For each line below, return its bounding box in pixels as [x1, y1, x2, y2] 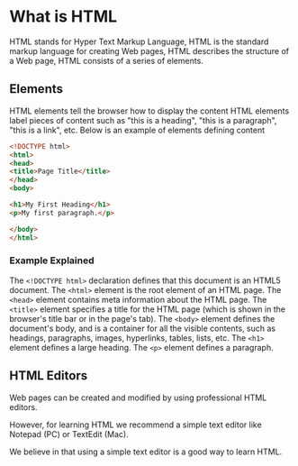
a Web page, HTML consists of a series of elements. [9, 55, 204, 66]
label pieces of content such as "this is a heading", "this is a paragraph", [9, 114, 277, 125]
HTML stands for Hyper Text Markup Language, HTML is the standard [9, 36, 269, 47]
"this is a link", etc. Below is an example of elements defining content [9, 124, 266, 135]
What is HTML [9, 6, 118, 27]
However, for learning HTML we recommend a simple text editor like [9, 419, 263, 430]
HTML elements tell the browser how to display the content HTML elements [9, 105, 290, 116]
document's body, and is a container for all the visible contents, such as [9, 323, 276, 334]
